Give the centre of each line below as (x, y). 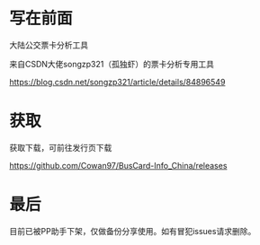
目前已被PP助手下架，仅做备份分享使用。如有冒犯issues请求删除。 (133, 231)
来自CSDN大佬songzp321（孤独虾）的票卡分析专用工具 (112, 64)
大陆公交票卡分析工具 (49, 45)
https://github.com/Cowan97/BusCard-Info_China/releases (118, 165)
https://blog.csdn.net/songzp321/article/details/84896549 (117, 82)
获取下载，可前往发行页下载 (61, 147)
